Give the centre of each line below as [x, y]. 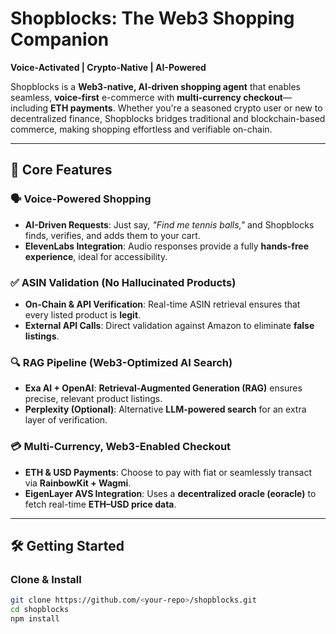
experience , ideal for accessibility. [96, 256]
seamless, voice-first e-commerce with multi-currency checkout [146, 97]
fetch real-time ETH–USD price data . [100, 504]
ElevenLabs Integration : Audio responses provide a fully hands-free [166, 246]
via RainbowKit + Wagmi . [78, 483]
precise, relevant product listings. [93, 399]
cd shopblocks [40, 610]
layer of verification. [66, 420]
